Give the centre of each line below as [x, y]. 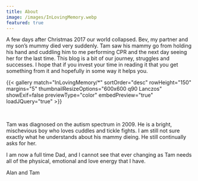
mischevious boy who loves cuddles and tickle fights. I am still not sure [93, 131]
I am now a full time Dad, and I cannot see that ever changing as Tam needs [99, 155]
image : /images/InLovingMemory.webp [51, 17]
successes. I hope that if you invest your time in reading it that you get [92, 65]
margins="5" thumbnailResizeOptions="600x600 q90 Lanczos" [84, 89]
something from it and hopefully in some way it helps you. [77, 71]
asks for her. [21, 144]
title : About [22, 12]
